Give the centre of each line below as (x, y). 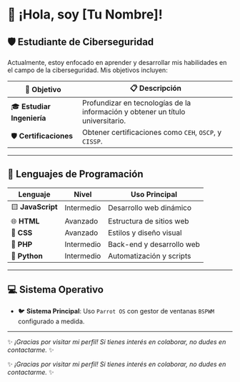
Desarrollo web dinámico (150, 208)
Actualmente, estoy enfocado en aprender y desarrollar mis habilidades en (117, 62)
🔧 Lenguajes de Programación (76, 174)
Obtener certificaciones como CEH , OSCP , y (152, 132)
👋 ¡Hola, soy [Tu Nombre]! (85, 15)
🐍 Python (27, 256)
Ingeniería (29, 118)
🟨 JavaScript (35, 206)
